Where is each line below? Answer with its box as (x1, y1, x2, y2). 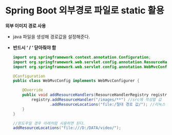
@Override (22, 88, 43, 93)
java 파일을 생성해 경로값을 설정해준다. (12, 33, 90, 40)
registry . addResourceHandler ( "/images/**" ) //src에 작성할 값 (31, 97, 162, 103)
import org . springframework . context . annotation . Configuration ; (12, 54, 151, 60)
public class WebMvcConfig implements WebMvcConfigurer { (12, 78, 140, 84)
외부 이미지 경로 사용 (5, 23, 46, 29)
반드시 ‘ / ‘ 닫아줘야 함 (12, 44, 56, 50)
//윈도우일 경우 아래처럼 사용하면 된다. (12, 121, 86, 126)
